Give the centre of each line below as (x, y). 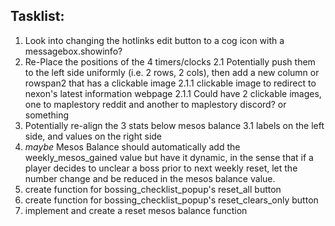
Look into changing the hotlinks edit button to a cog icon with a (154, 40)
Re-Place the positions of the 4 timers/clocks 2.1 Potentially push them (170, 61)
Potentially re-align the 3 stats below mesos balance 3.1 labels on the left (174, 125)
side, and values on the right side (93, 136)
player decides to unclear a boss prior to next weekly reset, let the (161, 168)
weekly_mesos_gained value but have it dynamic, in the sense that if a (169, 157)
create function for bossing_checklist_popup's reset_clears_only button (171, 200)
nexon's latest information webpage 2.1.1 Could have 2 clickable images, (173, 93)
